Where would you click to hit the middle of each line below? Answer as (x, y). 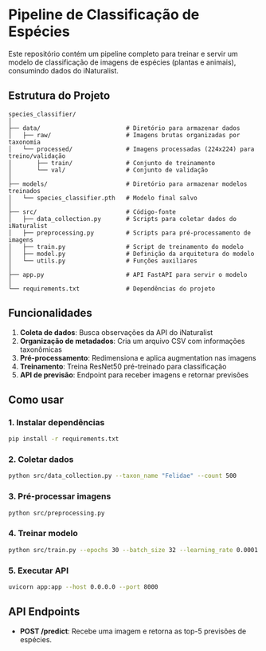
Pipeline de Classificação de (104, 15)
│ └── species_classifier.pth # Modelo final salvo (103, 198)
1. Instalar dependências (57, 422)
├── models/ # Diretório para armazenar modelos (128, 184)
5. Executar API (39, 570)
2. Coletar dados (41, 460)
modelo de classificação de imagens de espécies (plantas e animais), (122, 62)
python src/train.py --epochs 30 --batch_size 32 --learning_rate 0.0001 (133, 550)
